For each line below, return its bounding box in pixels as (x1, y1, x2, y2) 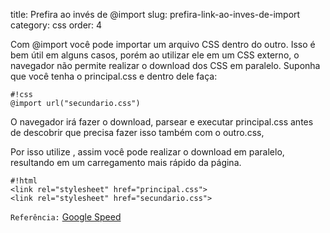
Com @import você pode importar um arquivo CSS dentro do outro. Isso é (10, 39, 316, 50)
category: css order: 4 (10, 19, 103, 31)
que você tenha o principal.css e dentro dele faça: (10, 70, 218, 82)
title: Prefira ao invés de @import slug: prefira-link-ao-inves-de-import (10, 9, 301, 20)
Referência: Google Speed (10, 211, 122, 223)
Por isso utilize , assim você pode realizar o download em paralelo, (10, 146, 285, 158)
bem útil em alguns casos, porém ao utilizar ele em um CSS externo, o (10, 49, 300, 61)
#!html (10, 176, 38, 186)
